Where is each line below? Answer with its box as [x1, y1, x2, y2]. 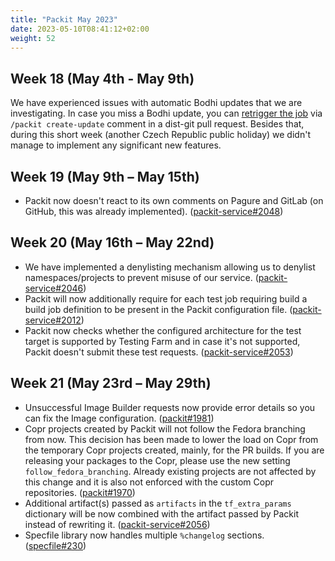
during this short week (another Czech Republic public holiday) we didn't [10, 129, 311, 141]
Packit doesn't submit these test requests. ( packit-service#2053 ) [24, 346, 294, 358]
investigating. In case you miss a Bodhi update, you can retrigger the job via [10, 107, 323, 120]
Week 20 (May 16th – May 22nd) [10, 234, 215, 251]
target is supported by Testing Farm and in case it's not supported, [24, 335, 301, 347]
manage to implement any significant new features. [10, 139, 222, 151]
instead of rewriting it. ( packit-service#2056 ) [24, 518, 211, 530]
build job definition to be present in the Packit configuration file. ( [24, 303, 293, 315]
